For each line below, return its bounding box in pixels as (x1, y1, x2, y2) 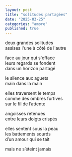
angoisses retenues (5, 111, 46, 117)
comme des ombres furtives (5, 96, 63, 102)
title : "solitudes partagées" (5, 12, 68, 17)
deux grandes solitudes (5, 40, 54, 46)
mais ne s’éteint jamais (5, 146, 52, 152)
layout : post (5, 7, 32, 13)
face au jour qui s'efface (5, 55, 55, 61)
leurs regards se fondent (5, 60, 56, 66)
